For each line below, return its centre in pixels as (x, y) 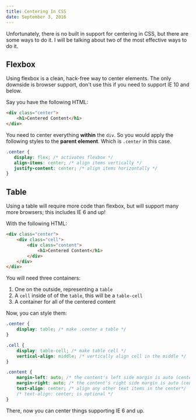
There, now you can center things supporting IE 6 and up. (75, 411)
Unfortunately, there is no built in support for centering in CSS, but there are (97, 33)
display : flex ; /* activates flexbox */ (64, 157)
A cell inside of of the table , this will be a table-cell (78, 295)
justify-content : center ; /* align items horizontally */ (86, 168)
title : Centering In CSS (36, 11)
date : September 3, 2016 (36, 17)
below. (14, 91)
